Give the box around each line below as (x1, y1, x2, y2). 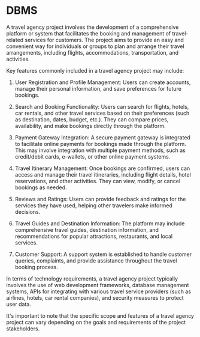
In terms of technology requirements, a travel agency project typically (6, 275, 178, 282)
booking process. (14, 263, 59, 270)
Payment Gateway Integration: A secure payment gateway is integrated (14, 133, 190, 141)
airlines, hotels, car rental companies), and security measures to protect (6, 294, 184, 301)
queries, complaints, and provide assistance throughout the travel (14, 257, 177, 264)
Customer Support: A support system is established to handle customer (14, 250, 192, 258)
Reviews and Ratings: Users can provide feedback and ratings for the (14, 195, 186, 202)
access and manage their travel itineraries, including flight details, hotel (14, 171, 192, 178)
